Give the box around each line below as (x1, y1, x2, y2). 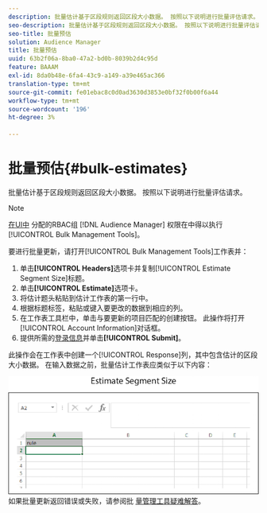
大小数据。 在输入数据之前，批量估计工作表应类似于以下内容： (8, 359, 212, 369)
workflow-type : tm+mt (8, 96, 80, 105)
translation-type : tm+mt (8, 80, 91, 87)
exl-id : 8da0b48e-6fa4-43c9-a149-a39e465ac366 (8, 72, 165, 80)
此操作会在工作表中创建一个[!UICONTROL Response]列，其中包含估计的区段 (8, 350, 258, 359)
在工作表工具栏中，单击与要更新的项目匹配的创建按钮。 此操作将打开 (19, 313, 245, 322)
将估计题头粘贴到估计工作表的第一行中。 (19, 293, 153, 302)
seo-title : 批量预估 (8, 29, 72, 37)
